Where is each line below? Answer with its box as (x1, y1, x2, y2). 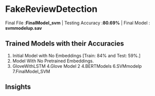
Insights (5, 83, 31, 91)
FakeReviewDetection (5, 3, 98, 15)
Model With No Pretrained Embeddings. (12, 58, 94, 64)
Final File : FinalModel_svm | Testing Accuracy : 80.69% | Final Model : (5, 20, 151, 26)
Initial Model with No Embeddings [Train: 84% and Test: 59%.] (12, 52, 141, 58)
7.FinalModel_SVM (12, 68, 51, 74)
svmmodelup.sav (5, 25, 42, 31)
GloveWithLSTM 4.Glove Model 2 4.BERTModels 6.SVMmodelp (12, 63, 142, 69)
